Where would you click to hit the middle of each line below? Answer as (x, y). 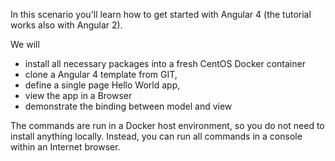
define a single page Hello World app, (102, 85)
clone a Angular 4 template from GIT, (101, 74)
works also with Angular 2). (66, 25)
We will (25, 44)
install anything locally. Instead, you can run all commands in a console (156, 136)
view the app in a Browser (78, 95)
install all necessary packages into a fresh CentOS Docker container (165, 63)
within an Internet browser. (65, 147)
